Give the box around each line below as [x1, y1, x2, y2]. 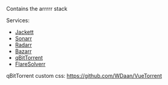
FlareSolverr [14, 60, 46, 68]
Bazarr [14, 48, 32, 55]
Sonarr [14, 35, 33, 42]
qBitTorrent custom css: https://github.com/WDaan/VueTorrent [6, 72, 163, 79]
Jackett [14, 28, 34, 36]
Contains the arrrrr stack [6, 5, 67, 12]
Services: [6, 17, 30, 24]
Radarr [14, 42, 32, 48]
